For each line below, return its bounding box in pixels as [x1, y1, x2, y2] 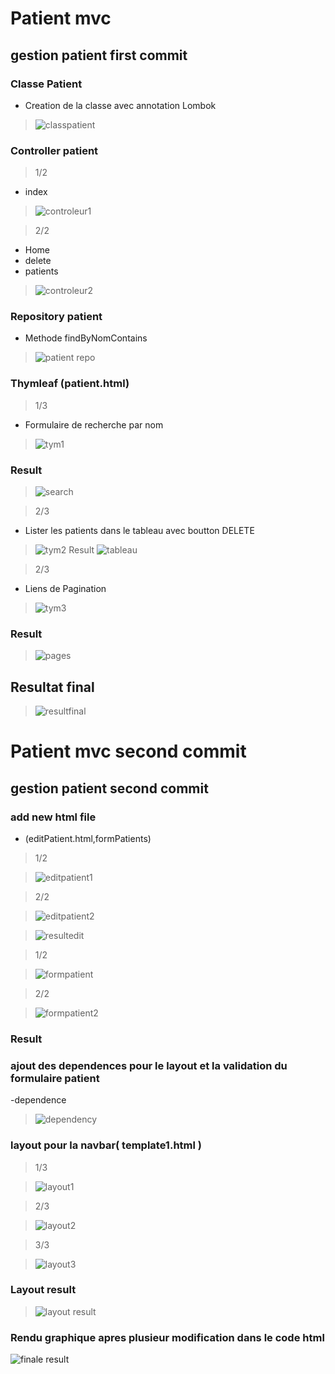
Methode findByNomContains [24, 332, 148, 344]
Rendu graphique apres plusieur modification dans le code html [10, 1330, 325, 1344]
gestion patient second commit [10, 780, 209, 797]
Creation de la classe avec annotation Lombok [24, 99, 217, 111]
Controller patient [10, 143, 99, 157]
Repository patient [10, 310, 103, 324]
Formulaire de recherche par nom [24, 418, 164, 431]
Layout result [10, 1283, 77, 1297]
